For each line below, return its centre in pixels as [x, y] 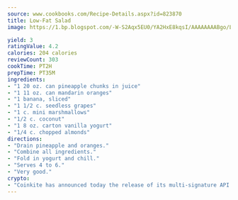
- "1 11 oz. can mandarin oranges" [60, 93]
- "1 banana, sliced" [39, 99]
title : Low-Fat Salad [39, 21]
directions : [25, 139]
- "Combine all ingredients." [52, 152]
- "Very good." [30, 172]
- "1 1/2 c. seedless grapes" [52, 106]
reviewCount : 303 [33, 60]
